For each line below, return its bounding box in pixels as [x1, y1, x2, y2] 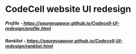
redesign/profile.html [5, 25, 51, 31]
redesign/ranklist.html [5, 43, 54, 49]
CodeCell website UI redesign [5, 3, 131, 15]
